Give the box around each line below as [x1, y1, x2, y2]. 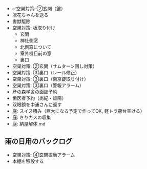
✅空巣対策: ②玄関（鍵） [12, 6, 66, 11]
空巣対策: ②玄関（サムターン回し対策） [12, 63, 98, 69]
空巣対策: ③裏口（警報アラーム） [12, 82, 84, 88]
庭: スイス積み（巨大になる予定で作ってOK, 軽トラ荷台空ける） [12, 108, 145, 114]
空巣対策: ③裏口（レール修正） [12, 70, 80, 75]
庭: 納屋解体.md [12, 121, 46, 126]
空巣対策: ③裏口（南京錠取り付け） [12, 76, 89, 82]
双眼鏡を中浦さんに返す [12, 101, 62, 108]
